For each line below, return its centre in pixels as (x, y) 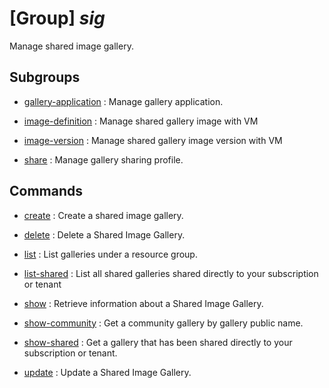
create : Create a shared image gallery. (103, 215)
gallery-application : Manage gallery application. (123, 101)
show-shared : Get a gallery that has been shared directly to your (158, 342)
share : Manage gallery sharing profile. (103, 159)
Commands (46, 191)
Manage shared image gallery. (71, 46)
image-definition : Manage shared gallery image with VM (141, 121)
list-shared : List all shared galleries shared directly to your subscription (171, 273)
